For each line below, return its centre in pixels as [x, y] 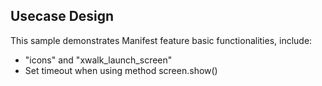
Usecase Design [62, 16]
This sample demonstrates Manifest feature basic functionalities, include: [161, 40]
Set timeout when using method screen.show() [121, 70]
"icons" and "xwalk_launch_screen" [98, 60]
